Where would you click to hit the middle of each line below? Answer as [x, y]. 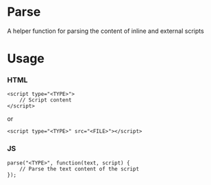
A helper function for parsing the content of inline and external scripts [105, 31]
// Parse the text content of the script [79, 169]
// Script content [46, 100]
